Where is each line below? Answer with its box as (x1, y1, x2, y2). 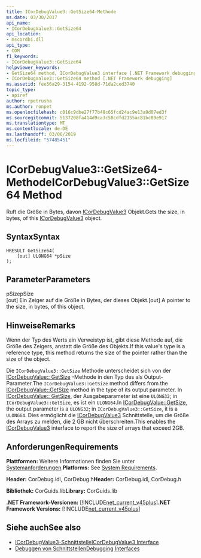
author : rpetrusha (6, 98, 52, 104)
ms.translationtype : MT (6, 120, 66, 126)
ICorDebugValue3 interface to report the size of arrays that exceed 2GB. (6, 424, 185, 432)
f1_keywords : (6, 53, 39, 59)
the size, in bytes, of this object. (6, 303, 85, 310)
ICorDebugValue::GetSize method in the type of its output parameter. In (6, 386, 182, 393)
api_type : (6, 43, 31, 49)
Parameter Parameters (6, 274, 91, 285)
